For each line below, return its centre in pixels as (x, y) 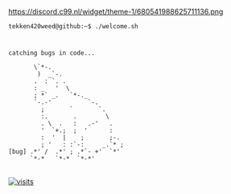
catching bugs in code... (52, 53)
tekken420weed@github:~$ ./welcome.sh (73, 27)
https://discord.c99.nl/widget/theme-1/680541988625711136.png (116, 12)
